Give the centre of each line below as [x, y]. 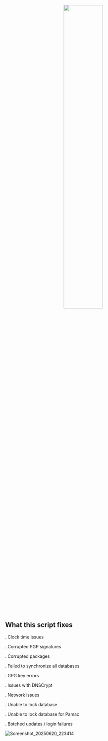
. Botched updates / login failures [39, 724]
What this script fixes [39, 625]
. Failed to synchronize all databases [42, 666]
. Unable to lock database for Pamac [42, 714]
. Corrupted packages [27, 656]
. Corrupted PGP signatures [33, 646]
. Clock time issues [24, 637]
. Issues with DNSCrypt [29, 685]
